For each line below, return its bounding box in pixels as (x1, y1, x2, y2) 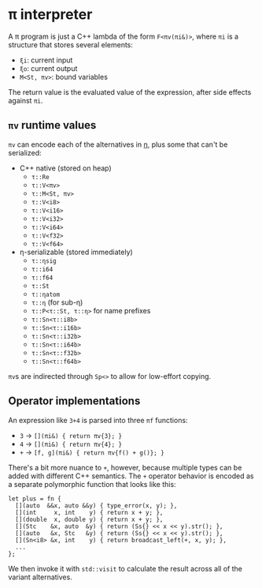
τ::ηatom (31, 290, 61, 298)
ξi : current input (19, 55, 73, 65)
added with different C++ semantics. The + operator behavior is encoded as (8, 471, 254, 481)
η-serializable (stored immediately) (19, 247, 134, 257)
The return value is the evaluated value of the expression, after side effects (8, 87, 252, 96)
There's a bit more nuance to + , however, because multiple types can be (8, 463, 242, 472)
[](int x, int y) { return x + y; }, (15, 508, 164, 516)
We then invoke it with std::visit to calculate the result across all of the (8, 564, 242, 573)
